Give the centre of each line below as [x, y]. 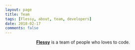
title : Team [17, 14]
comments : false [22, 28]
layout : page [19, 10]
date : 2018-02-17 [23, 24]
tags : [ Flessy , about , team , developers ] [48, 19]
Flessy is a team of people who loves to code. [83, 42]
